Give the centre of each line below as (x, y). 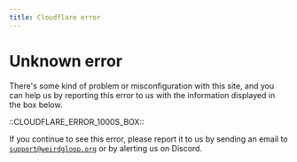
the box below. (36, 104)
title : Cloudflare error (55, 17)
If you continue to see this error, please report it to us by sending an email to (148, 139)
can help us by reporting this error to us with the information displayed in (142, 95)
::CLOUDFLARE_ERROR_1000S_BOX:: (77, 121)
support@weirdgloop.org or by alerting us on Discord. (106, 148)
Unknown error (66, 61)
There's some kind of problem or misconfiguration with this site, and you (142, 86)
